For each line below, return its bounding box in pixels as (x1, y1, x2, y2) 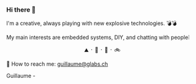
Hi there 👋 (6, 5, 37, 14)
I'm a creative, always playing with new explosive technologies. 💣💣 (6, 19, 177, 27)
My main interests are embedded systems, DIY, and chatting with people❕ (6, 33, 190, 41)
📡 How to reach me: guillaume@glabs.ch (6, 60, 108, 68)
